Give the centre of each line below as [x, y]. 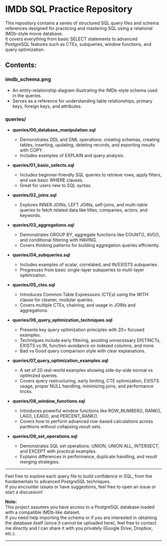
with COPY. [32, 150]
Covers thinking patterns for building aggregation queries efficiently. [90, 245]
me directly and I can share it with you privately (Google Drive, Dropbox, [79, 528]
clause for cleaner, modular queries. [57, 300]
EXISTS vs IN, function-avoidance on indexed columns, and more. [87, 346]
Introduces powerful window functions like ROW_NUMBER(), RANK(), [91, 410]
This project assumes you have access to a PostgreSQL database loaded [80, 507]
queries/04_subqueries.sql [41, 255]
